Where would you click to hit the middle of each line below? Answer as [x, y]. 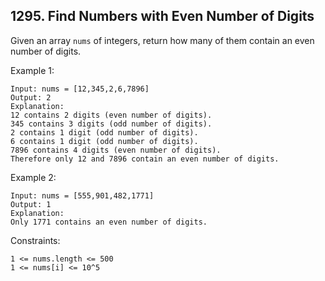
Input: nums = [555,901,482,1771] [82, 195]
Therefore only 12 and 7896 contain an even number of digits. [145, 159]
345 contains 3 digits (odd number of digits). [111, 124]
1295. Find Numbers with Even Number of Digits [162, 16]
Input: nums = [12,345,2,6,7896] [80, 89]
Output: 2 [31, 97]
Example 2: [33, 177]
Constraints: [35, 240]
